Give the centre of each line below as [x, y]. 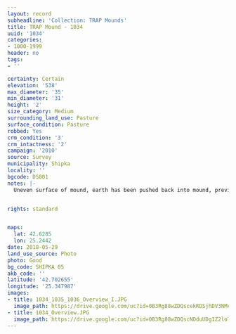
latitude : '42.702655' [40, 280]
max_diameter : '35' [36, 92]
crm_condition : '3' [36, 138]
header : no [23, 53]
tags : [15, 60]
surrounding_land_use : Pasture [53, 118]
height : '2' [25, 105]
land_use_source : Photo [42, 254]
